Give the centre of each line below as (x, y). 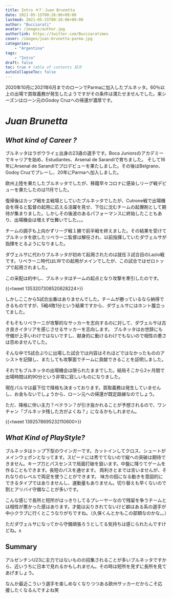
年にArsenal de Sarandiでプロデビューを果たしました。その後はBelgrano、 (84, 166)
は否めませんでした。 (28, 342)
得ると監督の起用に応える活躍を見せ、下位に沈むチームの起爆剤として (88, 207)
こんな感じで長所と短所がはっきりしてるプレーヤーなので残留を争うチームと (86, 500)
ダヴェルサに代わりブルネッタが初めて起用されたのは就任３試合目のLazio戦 (85, 254)
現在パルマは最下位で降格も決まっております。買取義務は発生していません (83, 388)
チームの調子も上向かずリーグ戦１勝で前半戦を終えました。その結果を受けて (86, 231)
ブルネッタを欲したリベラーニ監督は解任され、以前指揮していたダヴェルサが (86, 237)
